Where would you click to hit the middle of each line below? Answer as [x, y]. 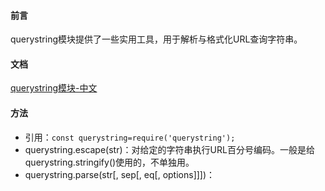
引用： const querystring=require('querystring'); [130, 137]
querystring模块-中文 [54, 88]
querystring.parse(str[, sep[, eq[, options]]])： [120, 174]
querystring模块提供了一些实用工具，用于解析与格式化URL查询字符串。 [156, 39]
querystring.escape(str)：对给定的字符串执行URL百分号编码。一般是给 [169, 149]
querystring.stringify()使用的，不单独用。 [109, 162]
